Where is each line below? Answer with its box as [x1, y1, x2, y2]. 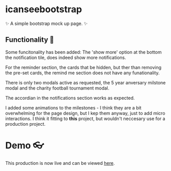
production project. [5, 121, 46, 127]
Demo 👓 [5, 139, 44, 151]
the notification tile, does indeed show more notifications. [5, 54, 127, 61]
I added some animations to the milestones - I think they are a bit [5, 104, 142, 110]
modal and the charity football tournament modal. [5, 85, 110, 91]
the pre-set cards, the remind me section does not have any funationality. [5, 70, 160, 76]
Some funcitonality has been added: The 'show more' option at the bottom [5, 49, 162, 55]
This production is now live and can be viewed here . [5, 160, 115, 166]
